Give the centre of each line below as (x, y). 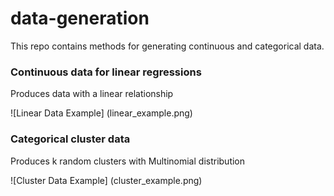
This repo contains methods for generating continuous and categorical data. (167, 46)
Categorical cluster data (70, 139)
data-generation (80, 18)
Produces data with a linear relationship (92, 94)
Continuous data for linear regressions (106, 72)
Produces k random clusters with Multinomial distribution (128, 161)
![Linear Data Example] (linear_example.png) (101, 113)
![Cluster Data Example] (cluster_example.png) (106, 180)
